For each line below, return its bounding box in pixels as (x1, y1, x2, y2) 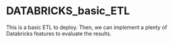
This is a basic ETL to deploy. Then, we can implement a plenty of (6, 24, 168, 31)
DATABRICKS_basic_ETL (6, 4, 130, 18)
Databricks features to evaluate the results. (6, 30, 112, 37)
